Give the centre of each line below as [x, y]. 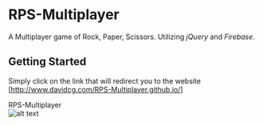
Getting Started [47, 62]
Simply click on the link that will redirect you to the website [105, 80]
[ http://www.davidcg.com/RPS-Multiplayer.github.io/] [96, 89]
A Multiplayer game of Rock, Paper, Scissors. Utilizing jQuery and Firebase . [131, 37]
